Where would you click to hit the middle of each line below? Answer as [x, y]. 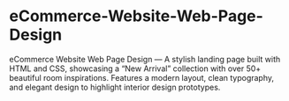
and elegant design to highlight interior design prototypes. [115, 87]
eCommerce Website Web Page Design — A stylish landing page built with [145, 59]
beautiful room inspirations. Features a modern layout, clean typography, [142, 77]
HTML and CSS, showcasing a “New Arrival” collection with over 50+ [135, 69]
